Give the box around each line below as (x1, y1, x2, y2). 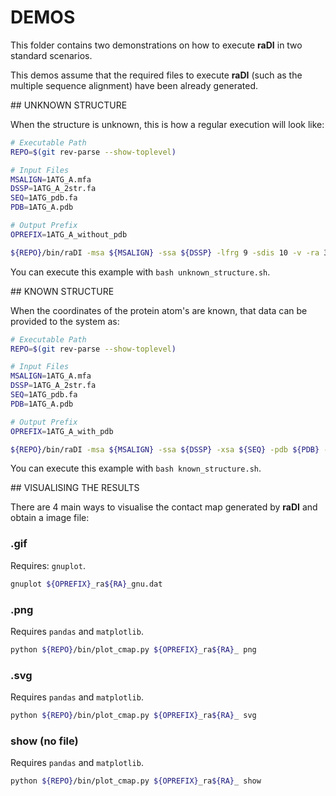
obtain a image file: (10, 512, 90, 524)
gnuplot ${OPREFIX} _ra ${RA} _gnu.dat (10, 579, 163, 589)
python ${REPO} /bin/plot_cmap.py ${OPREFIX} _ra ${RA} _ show (10, 776, 262, 786)
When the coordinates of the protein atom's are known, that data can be (10, 304, 308, 316)
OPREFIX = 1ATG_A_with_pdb (10, 426, 114, 436)
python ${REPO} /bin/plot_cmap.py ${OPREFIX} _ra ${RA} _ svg (10, 711, 257, 721)
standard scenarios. (10, 49, 93, 61)
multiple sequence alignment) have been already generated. (10, 79, 259, 91)
